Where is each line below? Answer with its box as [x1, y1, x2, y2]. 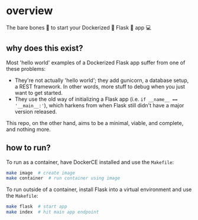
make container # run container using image [6, 175, 120, 181]
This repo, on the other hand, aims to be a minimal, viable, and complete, [6, 119, 184, 126]
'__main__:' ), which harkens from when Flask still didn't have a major [14, 101, 184, 109]
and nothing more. [6, 126, 51, 133]
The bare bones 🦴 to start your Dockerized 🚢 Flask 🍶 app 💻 [6, 24, 152, 31]
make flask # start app [6, 203, 67, 210]
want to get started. [14, 89, 63, 96]
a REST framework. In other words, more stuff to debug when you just [14, 83, 185, 90]
